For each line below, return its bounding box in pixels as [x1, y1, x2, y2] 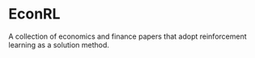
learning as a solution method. [8, 39, 109, 49]
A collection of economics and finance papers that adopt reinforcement [8, 31, 247, 41]
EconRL [8, 5, 61, 23]
